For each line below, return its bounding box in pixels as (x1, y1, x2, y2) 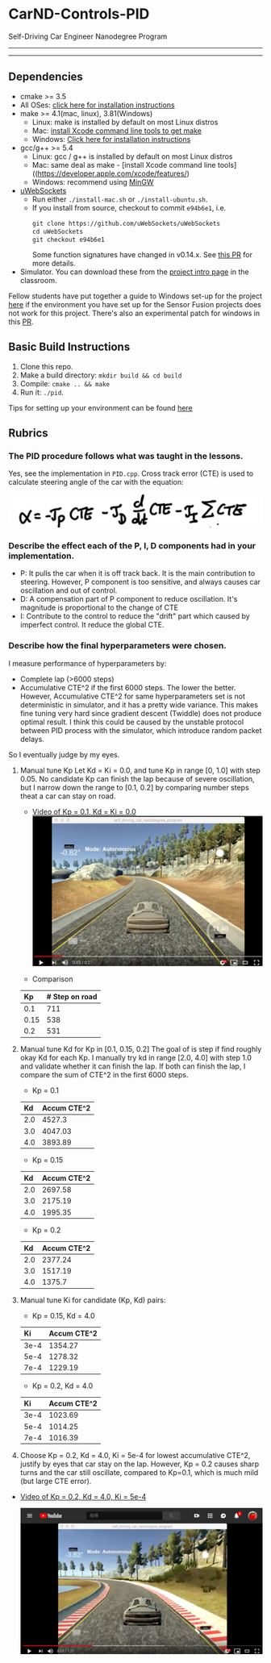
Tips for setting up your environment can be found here (8, 402, 194, 412)
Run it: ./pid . (19, 387, 65, 397)
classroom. (19, 275, 57, 285)
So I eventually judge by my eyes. (8, 749, 120, 759)
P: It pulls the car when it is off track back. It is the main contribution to (19, 569, 256, 578)
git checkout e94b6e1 (31, 235, 105, 244)
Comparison (31, 973, 73, 984)
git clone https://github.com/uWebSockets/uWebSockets (31, 219, 220, 227)
